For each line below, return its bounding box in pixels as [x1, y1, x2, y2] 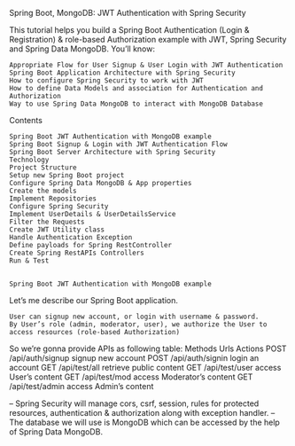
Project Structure [9, 163, 77, 172]
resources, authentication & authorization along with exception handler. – [9, 408, 276, 418]
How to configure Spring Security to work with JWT [9, 76, 204, 85]
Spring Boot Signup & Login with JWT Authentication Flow [9, 140, 228, 149]
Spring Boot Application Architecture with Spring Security [9, 68, 237, 77]
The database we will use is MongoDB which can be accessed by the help [9, 417, 281, 427]
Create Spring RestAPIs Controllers [9, 248, 144, 257]
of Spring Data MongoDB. [9, 426, 104, 437]
